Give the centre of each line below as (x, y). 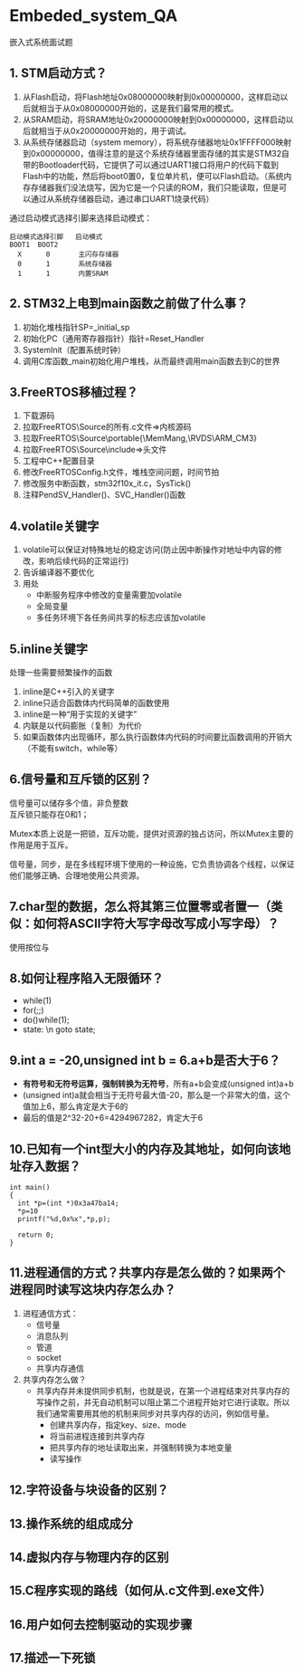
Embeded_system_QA (94, 16)
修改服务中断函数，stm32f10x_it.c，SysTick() (107, 483)
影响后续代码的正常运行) (84, 561)
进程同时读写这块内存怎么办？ (93, 1290)
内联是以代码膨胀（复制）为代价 (82, 726)
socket (48, 1357)
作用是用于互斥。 (41, 845)
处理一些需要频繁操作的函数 (61, 672)
